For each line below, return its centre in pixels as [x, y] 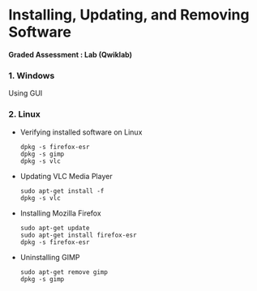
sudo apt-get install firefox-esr [78, 235]
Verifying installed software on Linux [81, 132]
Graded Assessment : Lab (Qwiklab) [70, 54]
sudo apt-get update [55, 228]
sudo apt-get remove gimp [64, 272]
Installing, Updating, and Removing [129, 15]
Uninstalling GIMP [50, 257]
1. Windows [32, 75]
